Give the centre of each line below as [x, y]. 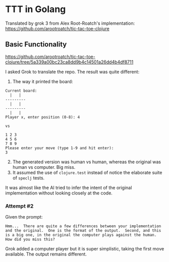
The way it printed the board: [43, 81]
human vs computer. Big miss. [44, 167]
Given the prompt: [24, 217]
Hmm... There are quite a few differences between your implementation [83, 226]
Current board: [21, 91]
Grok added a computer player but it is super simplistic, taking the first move [85, 249]
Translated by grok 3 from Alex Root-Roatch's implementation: [70, 23]
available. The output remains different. [46, 254]
